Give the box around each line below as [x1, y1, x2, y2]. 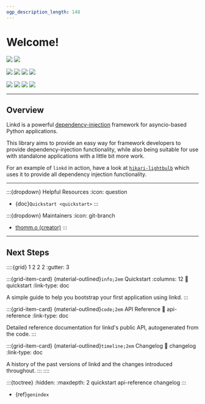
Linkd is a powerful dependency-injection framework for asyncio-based [6, 121, 187, 128]
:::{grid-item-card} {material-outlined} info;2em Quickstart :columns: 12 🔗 [6, 276, 189, 283]
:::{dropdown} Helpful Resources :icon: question [6, 188, 128, 196]
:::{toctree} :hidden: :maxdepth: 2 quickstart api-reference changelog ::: [6, 379, 187, 386]
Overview [6, 105, 45, 115]
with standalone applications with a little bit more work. [6, 152, 145, 160]
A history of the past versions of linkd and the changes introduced [6, 361, 173, 368]
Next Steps [6, 247, 49, 257]
